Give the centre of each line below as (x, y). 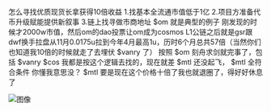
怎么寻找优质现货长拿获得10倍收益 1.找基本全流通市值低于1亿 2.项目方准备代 (135, 12)
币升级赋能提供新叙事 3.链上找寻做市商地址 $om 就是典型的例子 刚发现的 (129, 22)
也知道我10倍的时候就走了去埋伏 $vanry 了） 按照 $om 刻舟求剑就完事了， (132, 52)
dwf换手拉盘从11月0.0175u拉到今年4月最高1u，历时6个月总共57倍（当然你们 (135, 42)
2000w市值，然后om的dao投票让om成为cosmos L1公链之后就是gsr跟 (138, 32)
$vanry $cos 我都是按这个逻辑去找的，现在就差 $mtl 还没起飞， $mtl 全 (136, 62)
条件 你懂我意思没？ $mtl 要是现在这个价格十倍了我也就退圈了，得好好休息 (139, 72)
